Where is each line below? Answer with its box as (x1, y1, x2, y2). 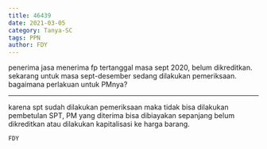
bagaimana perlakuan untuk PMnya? (8, 80, 128, 90)
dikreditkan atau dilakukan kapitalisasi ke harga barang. (8, 120, 191, 129)
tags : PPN (8, 33, 41, 42)
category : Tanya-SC (8, 26, 73, 34)
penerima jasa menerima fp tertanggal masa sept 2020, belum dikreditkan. (8, 63, 253, 72)
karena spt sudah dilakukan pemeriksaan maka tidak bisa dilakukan (8, 102, 229, 112)
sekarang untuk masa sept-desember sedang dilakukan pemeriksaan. (8, 71, 237, 81)
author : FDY (8, 41, 48, 49)
